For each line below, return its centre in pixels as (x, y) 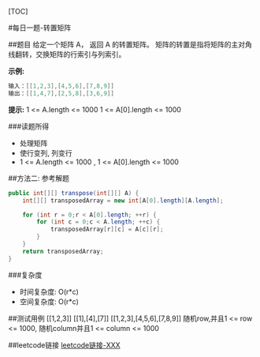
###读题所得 (29, 126)
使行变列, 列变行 (46, 152)
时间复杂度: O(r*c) (49, 291)
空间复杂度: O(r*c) (49, 301)
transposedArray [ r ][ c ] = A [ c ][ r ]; (107, 229)
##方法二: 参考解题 (39, 178)
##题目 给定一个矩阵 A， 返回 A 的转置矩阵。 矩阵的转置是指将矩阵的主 (123, 44)
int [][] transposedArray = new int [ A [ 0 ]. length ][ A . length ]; (123, 201)
